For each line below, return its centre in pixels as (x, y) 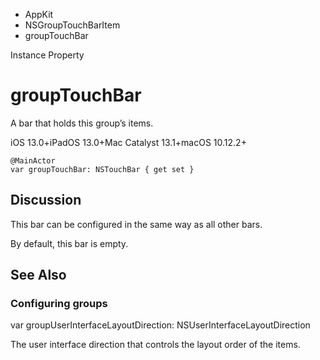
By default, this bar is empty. (69, 243)
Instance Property (47, 55)
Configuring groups (59, 304)
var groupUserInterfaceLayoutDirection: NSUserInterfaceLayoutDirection (160, 325)
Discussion (46, 200)
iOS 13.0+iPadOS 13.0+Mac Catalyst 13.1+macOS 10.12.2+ (128, 142)
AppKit (39, 14)
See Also (38, 275)
